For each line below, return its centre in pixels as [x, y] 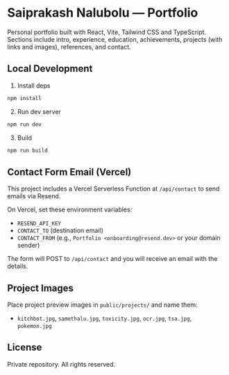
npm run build [28, 150]
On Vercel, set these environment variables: [70, 209]
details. [18, 266]
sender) [28, 246]
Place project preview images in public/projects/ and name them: [102, 305]
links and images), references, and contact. [69, 47]
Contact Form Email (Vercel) [69, 172]
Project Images [41, 288]
